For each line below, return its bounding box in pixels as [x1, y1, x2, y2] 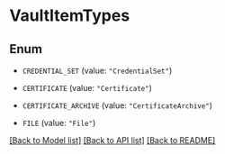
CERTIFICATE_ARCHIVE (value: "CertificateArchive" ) [22, 100, 213, 111]
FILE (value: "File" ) [22, 118, 96, 128]
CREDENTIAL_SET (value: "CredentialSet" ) [22, 65, 173, 76]
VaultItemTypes [9, 5, 130, 26]
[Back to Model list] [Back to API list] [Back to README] [9, 135, 216, 145]
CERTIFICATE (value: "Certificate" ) [22, 83, 153, 93]
